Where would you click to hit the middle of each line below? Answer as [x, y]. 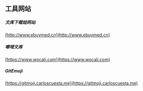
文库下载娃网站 [20, 22]
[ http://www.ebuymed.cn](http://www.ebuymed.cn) [57, 35]
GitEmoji [14, 71]
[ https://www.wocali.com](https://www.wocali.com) [58, 60]
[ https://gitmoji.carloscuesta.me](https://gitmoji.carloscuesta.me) [71, 83]
